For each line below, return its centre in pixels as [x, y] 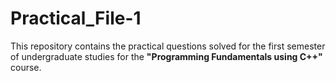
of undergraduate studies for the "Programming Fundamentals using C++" [166, 56]
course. [26, 67]
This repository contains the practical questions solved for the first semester [168, 46]
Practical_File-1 [76, 18]
